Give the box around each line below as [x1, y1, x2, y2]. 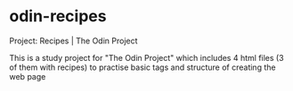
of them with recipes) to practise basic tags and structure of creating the [9, 62, 276, 72]
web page [9, 71, 46, 81]
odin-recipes [9, 6, 107, 27]
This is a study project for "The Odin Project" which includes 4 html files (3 [9, 52, 284, 63]
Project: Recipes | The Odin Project [9, 35, 138, 46]
